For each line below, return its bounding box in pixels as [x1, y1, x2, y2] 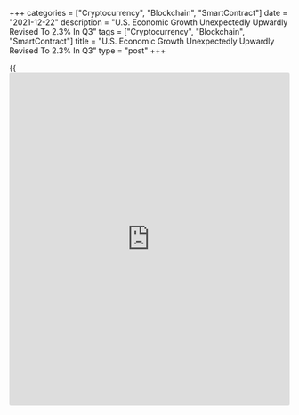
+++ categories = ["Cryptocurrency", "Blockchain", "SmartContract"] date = [9, 8, 288, 18]
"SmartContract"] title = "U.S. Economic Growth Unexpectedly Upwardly [9, 36, 275, 46]
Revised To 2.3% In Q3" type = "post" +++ [9, 45, 166, 56]
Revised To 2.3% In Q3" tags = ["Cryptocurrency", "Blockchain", [9, 27, 246, 36]
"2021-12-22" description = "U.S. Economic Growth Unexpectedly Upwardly [9, 17, 288, 28]
